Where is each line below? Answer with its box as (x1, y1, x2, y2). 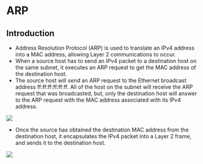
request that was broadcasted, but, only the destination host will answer (15, 90, 197, 97)
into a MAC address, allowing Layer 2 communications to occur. (15, 51, 176, 58)
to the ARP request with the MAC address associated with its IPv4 (15, 96, 182, 103)
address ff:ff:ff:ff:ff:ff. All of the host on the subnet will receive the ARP (15, 83, 193, 91)
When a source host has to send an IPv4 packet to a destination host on (15, 58, 197, 64)
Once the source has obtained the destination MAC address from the (15, 126, 189, 133)
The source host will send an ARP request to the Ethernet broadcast (15, 77, 186, 84)
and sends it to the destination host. (15, 139, 106, 146)
